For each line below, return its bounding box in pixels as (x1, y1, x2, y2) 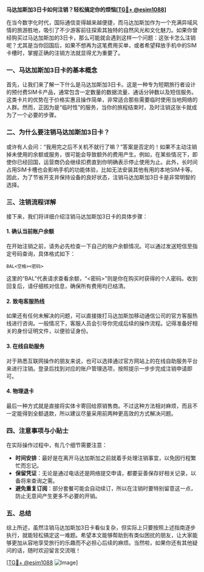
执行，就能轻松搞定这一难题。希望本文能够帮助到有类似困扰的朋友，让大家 (6, 532, 192, 539)
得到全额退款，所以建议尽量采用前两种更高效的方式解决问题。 (22, 410, 177, 417)
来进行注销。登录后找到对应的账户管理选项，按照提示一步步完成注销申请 (6, 364, 187, 372)
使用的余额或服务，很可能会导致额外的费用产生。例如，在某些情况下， (16, 150, 192, 158)
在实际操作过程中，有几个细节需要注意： (6, 441, 107, 448)
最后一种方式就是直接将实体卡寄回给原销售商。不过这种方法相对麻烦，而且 (6, 402, 192, 410)
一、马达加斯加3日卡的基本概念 (6, 66, 98, 74)
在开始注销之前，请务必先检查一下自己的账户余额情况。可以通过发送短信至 (6, 243, 192, 250)
